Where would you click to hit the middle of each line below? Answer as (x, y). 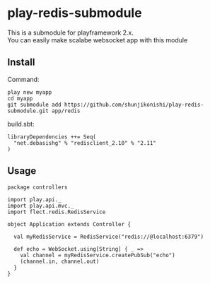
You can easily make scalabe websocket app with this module (98, 40)
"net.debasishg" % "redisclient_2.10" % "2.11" (85, 143)
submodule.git (28, 111)
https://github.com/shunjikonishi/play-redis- (134, 105)
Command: (23, 79)
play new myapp (30, 92)
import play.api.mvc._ (41, 206)
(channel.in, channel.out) (60, 261)
